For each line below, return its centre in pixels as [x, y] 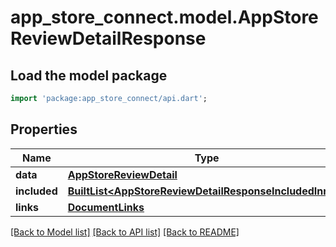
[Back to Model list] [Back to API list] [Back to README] [125, 232]
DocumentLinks [106, 207]
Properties [44, 129]
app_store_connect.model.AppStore [164, 17]
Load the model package [89, 75]
